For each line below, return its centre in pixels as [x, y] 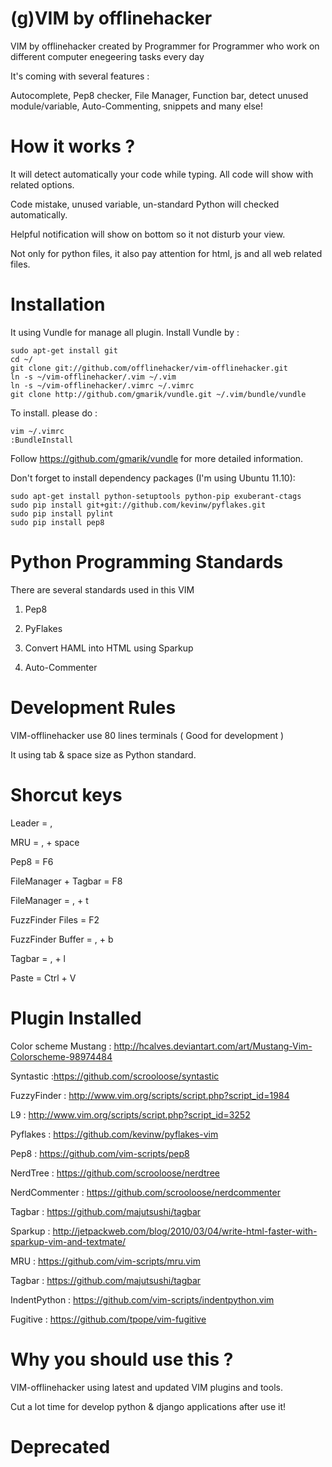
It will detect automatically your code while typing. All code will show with [162, 174]
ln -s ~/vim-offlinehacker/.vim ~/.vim [93, 377]
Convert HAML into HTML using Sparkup [109, 648]
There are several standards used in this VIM [102, 589]
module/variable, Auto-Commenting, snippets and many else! [137, 106]
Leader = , [31, 823]
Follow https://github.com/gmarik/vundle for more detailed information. [157, 458]
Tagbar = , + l [38, 958]
